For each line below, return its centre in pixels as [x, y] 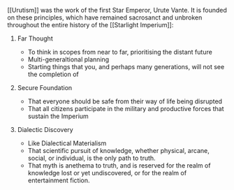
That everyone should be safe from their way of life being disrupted [125, 101]
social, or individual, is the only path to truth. [92, 158]
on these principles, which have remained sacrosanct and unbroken [105, 17]
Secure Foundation [45, 88]
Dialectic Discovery [45, 130]
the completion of [53, 74]
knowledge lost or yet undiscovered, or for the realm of [107, 173]
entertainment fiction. [59, 180]
